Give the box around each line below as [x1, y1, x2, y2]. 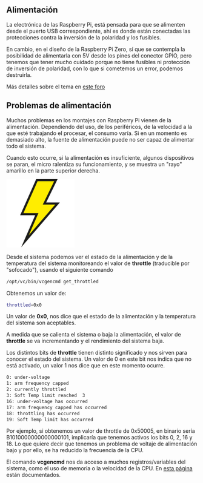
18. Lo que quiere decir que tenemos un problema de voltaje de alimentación [6, 440, 198, 447]
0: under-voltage [6, 375, 50, 381]
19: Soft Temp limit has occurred [6, 417, 94, 423]
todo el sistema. [6, 142, 47, 149]
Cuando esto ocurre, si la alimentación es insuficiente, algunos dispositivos [6, 154, 195, 161]
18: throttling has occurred [6, 411, 80, 417]
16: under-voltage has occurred [6, 399, 88, 405]
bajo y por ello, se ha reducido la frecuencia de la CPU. [6, 447, 144, 454]
